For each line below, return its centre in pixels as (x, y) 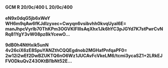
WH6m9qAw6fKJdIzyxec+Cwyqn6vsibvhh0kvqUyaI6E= (66, 24)
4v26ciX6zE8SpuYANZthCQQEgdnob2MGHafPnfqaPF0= (66, 50)
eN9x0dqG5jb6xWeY (28, 18)
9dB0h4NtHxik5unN (27, 45)
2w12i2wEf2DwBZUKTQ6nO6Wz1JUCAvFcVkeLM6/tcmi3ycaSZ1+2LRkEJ (84, 56)
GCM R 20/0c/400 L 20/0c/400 (39, 7)
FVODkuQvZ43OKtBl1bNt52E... (39, 61)
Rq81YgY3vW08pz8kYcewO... (38, 34)
